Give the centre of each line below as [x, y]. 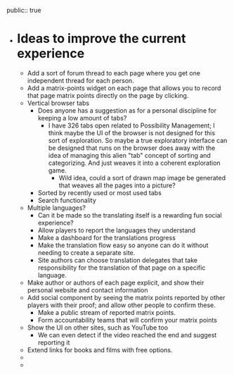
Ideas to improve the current [102, 39]
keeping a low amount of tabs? [82, 118]
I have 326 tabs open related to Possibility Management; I [131, 125]
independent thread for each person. [80, 80]
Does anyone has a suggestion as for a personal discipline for [127, 110]
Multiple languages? [56, 208]
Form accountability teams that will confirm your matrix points [127, 320]
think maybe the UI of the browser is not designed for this [132, 132]
